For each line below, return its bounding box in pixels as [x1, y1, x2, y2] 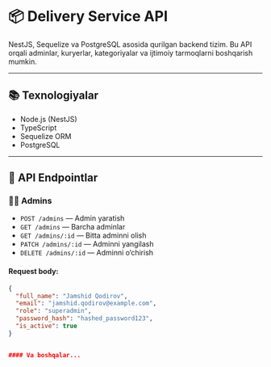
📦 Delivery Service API [8, 7, 168, 26]
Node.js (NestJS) [19, 114, 78, 124]
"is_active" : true [15, 322, 78, 331]
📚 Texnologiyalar [8, 89, 99, 103]
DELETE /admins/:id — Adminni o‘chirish [19, 248, 154, 258]
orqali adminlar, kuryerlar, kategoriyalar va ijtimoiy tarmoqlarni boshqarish [8, 48, 253, 57]
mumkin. [8, 57, 38, 66]
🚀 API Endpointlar [8, 171, 98, 185]
